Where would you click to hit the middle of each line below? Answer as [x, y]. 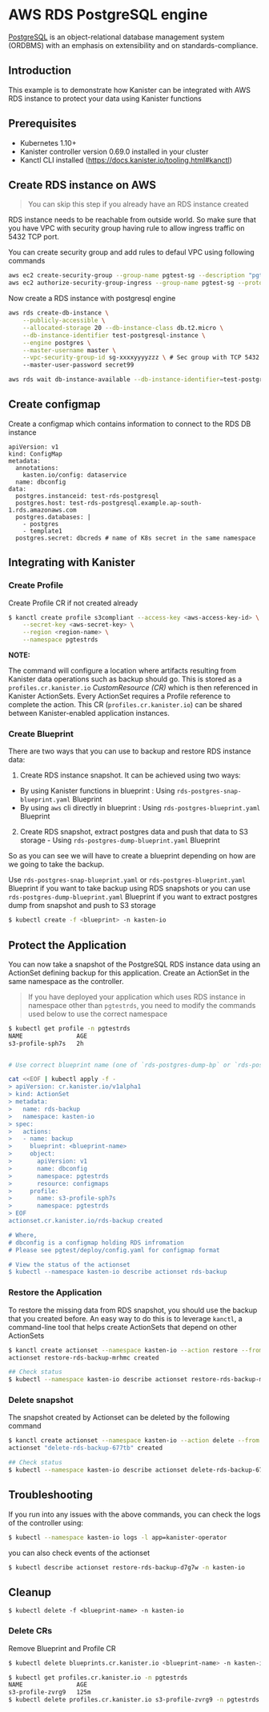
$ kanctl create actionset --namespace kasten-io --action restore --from [136, 1350]
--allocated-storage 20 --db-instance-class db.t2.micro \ [123, 328]
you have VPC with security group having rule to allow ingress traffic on [127, 228]
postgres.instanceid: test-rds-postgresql [87, 496]
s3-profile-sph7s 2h [46, 1043]
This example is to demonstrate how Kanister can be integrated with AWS [129, 90]
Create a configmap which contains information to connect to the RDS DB [130, 424]
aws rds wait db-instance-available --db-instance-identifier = [116, 380]
